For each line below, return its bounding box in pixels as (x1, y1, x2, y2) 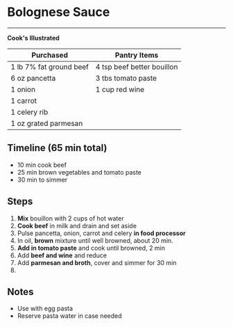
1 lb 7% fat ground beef (10, 62, 89, 72)
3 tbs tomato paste (95, 73, 157, 83)
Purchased (31, 50, 68, 60)
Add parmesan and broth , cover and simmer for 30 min (17, 258, 177, 266)
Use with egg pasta (17, 304, 74, 313)
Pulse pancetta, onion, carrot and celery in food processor (17, 229, 186, 237)
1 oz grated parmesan (10, 118, 83, 128)
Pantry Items (114, 50, 159, 60)
